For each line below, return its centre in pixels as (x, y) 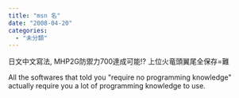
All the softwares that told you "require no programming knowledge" (120, 77)
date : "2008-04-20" (40, 23)
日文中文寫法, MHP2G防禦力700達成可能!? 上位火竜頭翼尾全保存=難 (119, 61)
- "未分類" (31, 38)
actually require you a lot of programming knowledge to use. (107, 86)
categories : (28, 30)
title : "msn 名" (35, 16)
